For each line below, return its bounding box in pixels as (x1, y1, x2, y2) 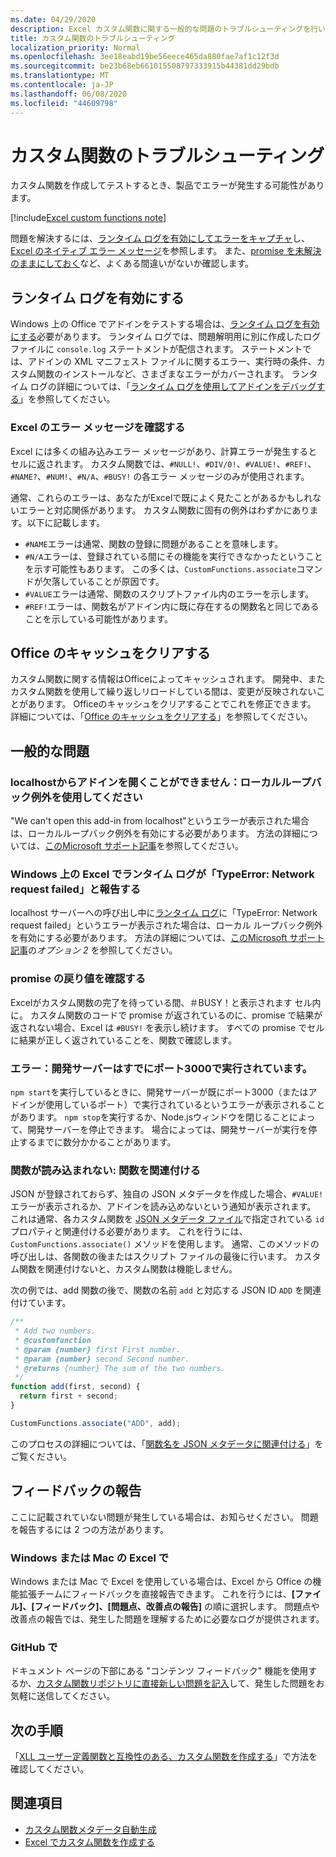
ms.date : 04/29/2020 (10, 14, 97, 25)
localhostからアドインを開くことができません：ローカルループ (10, 775, 312, 789)
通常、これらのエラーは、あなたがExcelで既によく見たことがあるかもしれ (10, 491, 313, 503)
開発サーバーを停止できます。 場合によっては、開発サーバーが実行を (27, 1123, 309, 1135)
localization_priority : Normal (10, 42, 141, 53)
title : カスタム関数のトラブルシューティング (10, 33, 176, 43)
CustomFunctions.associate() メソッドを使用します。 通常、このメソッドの (10, 1238, 320, 1250)
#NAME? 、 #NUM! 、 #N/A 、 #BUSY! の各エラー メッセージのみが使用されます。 (10, 470, 310, 482)
